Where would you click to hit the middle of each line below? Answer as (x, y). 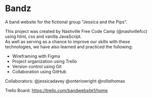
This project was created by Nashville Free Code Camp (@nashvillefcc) (76, 31)
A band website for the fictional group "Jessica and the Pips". (66, 22)
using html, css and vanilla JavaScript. (43, 36)
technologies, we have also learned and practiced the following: (69, 47)
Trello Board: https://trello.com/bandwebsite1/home (57, 90)
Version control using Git (37, 66)
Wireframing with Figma (36, 56)
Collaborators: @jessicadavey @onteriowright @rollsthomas (65, 81)
